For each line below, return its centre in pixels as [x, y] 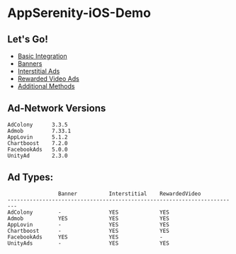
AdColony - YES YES [89, 212]
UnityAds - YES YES [89, 243]
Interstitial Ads [39, 71]
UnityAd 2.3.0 [38, 156]
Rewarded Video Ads [48, 79]
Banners [30, 64]
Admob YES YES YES [89, 218]
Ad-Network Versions [57, 109]
